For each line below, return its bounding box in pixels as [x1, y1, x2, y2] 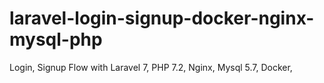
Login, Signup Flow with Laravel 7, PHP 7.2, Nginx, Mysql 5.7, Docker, [9, 61, 293, 73]
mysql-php [9, 28, 103, 51]
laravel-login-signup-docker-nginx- [9, 7, 315, 30]
